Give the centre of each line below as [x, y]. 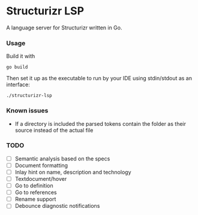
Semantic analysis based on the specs [62, 158]
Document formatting [41, 165]
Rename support [35, 199]
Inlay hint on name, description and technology [73, 172]
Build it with [21, 56]
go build [17, 67]
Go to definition [34, 186]
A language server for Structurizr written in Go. [64, 28]
